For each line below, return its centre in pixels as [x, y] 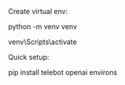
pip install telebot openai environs [63, 72]
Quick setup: [29, 57]
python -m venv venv [42, 26]
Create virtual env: [38, 11]
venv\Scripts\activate [42, 42]
